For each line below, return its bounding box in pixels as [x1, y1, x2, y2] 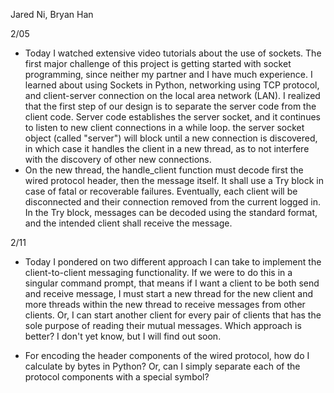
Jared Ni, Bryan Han [10, 9, 94, 20]
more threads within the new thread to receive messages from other [24, 299, 306, 310]
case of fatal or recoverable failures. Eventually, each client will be [24, 185, 298, 197]
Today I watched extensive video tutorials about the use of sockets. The [24, 47, 322, 59]
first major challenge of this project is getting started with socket [24, 58, 292, 69]
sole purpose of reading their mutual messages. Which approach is [24, 320, 302, 331]
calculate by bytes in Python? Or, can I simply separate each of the [24, 360, 301, 372]
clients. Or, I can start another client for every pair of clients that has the [24, 309, 322, 321]
